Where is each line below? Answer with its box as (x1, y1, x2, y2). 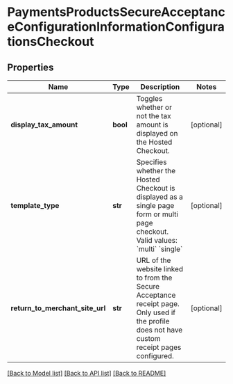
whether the (136, 166, 176, 175)
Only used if (136, 307, 175, 317)
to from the (136, 273, 173, 282)
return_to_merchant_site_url (10, 303, 106, 313)
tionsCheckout (7, 34, 94, 49)
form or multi (136, 209, 179, 219)
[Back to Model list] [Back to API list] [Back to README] (7, 369, 166, 377)
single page (136, 201, 175, 210)
